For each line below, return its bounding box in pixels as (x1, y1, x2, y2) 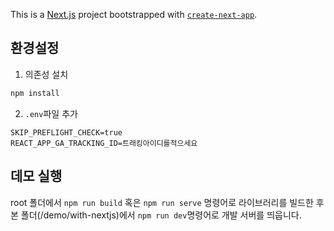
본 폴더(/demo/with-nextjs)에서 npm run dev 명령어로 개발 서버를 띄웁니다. (10, 209, 302, 221)
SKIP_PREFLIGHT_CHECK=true (10, 127, 123, 138)
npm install (10, 88, 60, 98)
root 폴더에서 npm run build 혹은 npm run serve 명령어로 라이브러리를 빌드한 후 (10, 196, 325, 208)
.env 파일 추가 (24, 107, 78, 119)
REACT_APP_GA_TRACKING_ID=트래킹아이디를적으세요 (10, 138, 198, 148)
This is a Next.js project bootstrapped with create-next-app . (10, 9, 258, 20)
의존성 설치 (24, 68, 69, 80)
